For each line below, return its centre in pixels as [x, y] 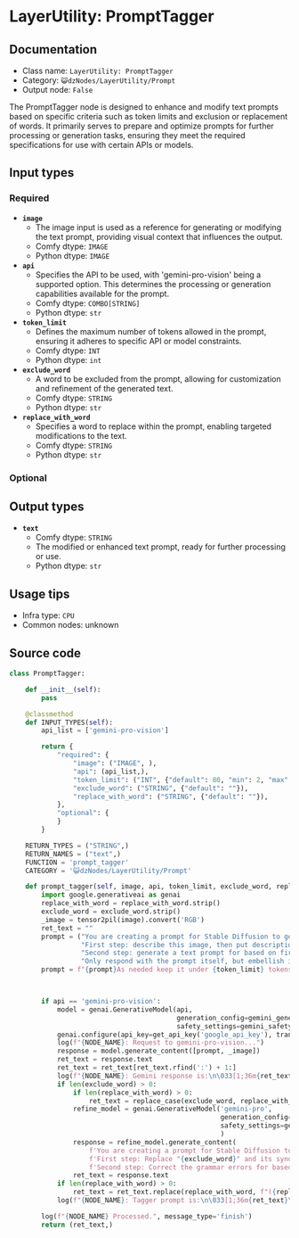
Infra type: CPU [48, 615]
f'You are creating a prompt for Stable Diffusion [184, 1151]
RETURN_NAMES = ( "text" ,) [73, 854]
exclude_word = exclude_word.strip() [111, 912]
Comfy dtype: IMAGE [72, 246]
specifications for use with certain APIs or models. [101, 145]
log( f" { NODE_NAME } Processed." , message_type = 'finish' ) [147, 1216]
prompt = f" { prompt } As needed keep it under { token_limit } [153, 970]
